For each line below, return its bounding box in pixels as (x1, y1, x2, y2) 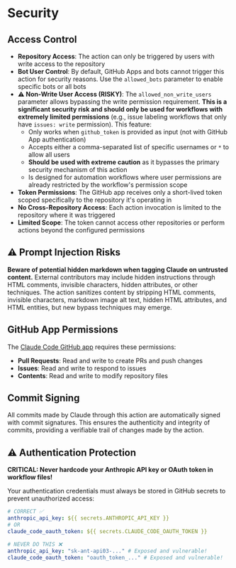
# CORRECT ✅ (7, 508, 44, 515)
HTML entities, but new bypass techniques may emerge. (7, 303, 172, 311)
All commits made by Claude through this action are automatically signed (7, 411, 221, 419)
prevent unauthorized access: (7, 494, 94, 503)
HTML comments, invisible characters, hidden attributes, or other (7, 280, 198, 289)
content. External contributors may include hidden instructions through (7, 272, 216, 282)
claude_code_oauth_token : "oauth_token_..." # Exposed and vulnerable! (7, 554, 223, 561)
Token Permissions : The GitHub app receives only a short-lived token (17, 188, 223, 196)
